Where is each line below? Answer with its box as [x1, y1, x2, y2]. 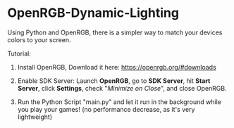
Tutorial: [7, 49, 32, 58]
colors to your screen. [7, 35, 72, 44]
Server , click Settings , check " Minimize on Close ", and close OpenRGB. [17, 84, 227, 92]
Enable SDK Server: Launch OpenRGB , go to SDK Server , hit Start [17, 76, 211, 85]
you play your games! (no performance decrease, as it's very [17, 105, 195, 113]
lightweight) [17, 113, 53, 121]
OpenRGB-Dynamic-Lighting [7, 5, 180, 21]
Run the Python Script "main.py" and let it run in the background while [17, 97, 222, 106]
